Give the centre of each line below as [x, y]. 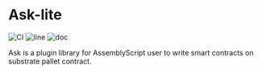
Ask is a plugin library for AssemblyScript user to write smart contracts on [131, 52]
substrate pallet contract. [50, 61]
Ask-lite [35, 15]
